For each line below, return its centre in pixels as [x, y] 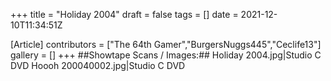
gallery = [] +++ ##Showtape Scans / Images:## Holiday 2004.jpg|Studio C [166, 55]
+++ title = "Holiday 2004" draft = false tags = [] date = [124, 14]
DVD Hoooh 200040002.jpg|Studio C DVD [98, 65]
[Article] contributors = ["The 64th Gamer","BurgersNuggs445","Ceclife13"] [166, 44]
